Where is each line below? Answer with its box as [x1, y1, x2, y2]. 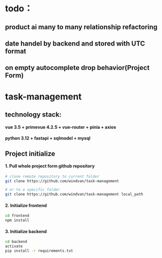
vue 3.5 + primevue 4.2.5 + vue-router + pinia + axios [5, 124, 116, 130]
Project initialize [5, 149, 55, 158]
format [5, 47, 26, 55]
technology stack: [5, 110, 62, 118]
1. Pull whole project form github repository [5, 163, 95, 169]
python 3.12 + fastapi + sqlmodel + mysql [5, 135, 91, 141]
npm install [5, 218, 29, 223]
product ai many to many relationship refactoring [5, 23, 158, 31]
